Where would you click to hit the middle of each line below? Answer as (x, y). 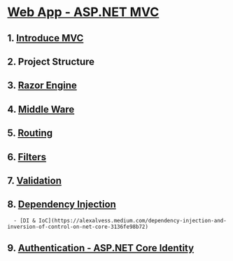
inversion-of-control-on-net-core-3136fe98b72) (78, 227)
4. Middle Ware (41, 109)
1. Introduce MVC (45, 38)
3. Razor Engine (42, 86)
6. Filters (27, 157)
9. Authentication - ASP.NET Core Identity (101, 248)
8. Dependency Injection (62, 205)
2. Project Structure (51, 61)
